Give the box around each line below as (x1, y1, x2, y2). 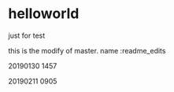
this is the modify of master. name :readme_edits (8, 46, 166, 55)
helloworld (8, 5, 80, 23)
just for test (8, 31, 46, 40)
